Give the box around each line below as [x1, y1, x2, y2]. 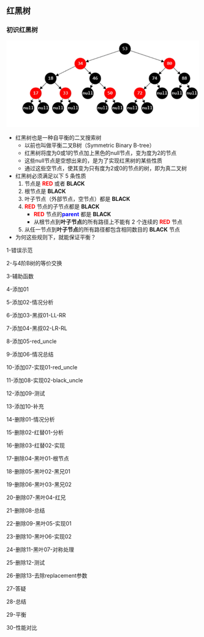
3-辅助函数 [6, 273, 34, 280]
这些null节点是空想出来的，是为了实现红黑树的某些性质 [24, 157, 162, 164]
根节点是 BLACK [24, 187, 66, 195]
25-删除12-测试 [6, 559, 45, 567]
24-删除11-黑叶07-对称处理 [6, 546, 75, 553]
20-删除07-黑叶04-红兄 [6, 494, 66, 501]
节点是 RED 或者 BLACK [24, 180, 85, 187]
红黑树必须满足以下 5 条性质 [15, 172, 86, 179]
